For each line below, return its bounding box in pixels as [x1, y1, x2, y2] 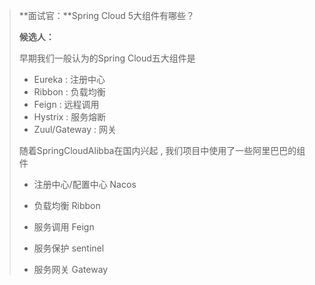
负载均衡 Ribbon [33, 200, 101, 211]
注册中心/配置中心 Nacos [33, 179, 137, 190]
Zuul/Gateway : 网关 [33, 124, 117, 135]
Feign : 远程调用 [33, 99, 100, 110]
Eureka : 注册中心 [33, 74, 106, 85]
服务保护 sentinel [33, 242, 105, 254]
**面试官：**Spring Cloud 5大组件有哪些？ [18, 10, 196, 21]
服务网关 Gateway [33, 264, 109, 275]
